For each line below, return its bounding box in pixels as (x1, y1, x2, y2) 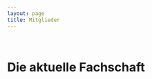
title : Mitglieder (7, 16, 60, 23)
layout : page (7, 10, 45, 17)
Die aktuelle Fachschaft (7, 59, 145, 75)
